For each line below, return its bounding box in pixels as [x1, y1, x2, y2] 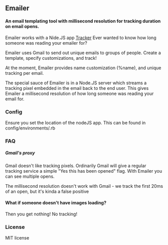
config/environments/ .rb [5, 125, 56, 131]
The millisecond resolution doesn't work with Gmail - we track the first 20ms [5, 183, 163, 189]
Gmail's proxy [5, 150, 35, 156]
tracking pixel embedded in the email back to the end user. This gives [5, 85, 149, 91]
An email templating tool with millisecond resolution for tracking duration [5, 18, 161, 24]
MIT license [5, 235, 30, 241]
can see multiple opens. [5, 173, 55, 179]
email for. [5, 95, 25, 102]
